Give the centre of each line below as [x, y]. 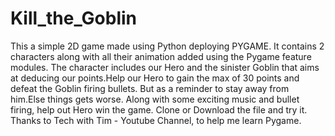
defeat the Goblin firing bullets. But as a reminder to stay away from [150, 88]
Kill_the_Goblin [74, 18]
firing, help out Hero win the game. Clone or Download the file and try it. [159, 109]
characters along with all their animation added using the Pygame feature [161, 56]
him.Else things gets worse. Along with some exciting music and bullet [155, 99]
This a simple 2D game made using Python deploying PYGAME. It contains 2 [167, 46]
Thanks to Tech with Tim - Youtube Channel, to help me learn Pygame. [156, 120]
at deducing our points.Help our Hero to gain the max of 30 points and [155, 78]
